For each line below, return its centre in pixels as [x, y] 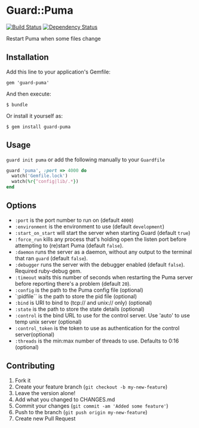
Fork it [23, 380]
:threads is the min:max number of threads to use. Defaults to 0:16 [97, 341]
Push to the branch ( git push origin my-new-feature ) [81, 412]
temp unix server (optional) [48, 322]
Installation [27, 57]
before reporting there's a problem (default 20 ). [73, 283]
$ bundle [17, 105]
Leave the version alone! [45, 393]
